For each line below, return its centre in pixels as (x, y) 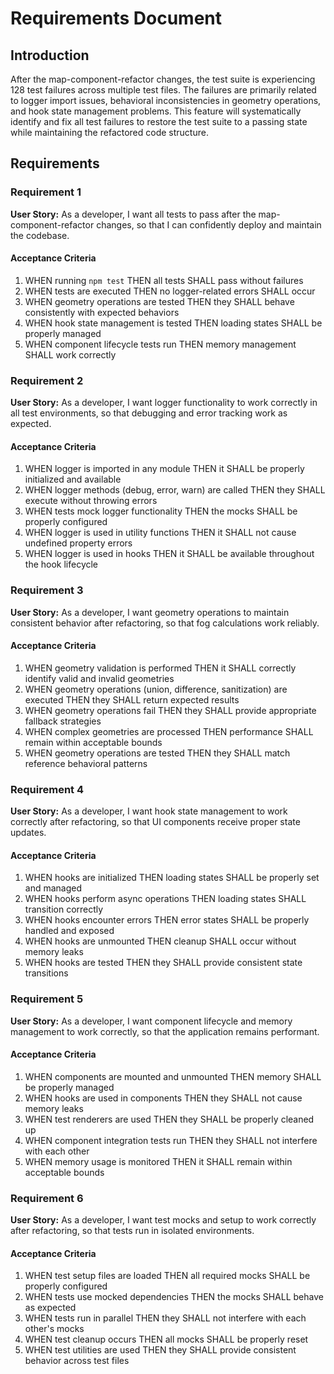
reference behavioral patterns (86, 763)
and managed (53, 888)
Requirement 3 (47, 590)
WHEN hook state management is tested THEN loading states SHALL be (173, 323)
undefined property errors (78, 543)
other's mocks (54, 1329)
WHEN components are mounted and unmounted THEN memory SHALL (173, 1076)
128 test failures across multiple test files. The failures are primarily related (163, 90)
